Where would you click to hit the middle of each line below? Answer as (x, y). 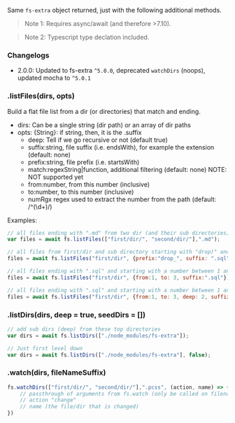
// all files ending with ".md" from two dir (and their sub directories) (119, 233)
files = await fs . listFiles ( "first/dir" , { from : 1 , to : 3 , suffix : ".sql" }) (119, 278)
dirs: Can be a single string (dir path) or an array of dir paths (104, 124)
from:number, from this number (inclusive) (89, 184)
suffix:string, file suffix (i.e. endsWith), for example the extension (121, 147)
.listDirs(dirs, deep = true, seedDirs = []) (76, 315)
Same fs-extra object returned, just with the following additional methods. (114, 10)
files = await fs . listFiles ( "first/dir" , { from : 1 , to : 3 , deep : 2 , (108, 296)
